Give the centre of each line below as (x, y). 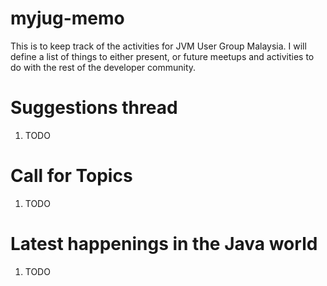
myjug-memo (67, 18)
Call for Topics (71, 176)
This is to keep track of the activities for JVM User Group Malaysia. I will (158, 46)
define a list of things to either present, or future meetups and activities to (162, 56)
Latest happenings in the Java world (164, 244)
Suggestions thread (94, 108)
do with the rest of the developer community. (103, 67)
